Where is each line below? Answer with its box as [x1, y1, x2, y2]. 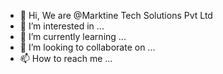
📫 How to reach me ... [19, 53, 113, 64]
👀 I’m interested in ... [19, 20, 105, 32]
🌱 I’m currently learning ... [19, 31, 127, 42]
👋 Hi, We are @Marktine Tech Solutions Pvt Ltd [19, 10, 213, 21]
